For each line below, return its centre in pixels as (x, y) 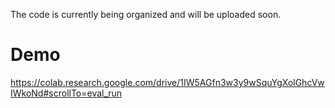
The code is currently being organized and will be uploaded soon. (146, 14)
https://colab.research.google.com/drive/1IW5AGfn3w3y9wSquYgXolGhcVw (167, 82)
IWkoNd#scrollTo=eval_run (66, 93)
